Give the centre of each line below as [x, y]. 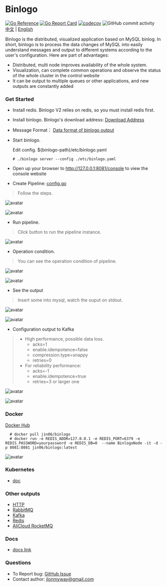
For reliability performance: [53, 366]
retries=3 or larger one [56, 382]
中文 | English [19, 29]
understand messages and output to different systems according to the [79, 50]
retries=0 [42, 360]
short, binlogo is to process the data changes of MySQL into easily [74, 44]
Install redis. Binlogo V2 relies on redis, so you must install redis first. [83, 110]
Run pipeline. [26, 222]
